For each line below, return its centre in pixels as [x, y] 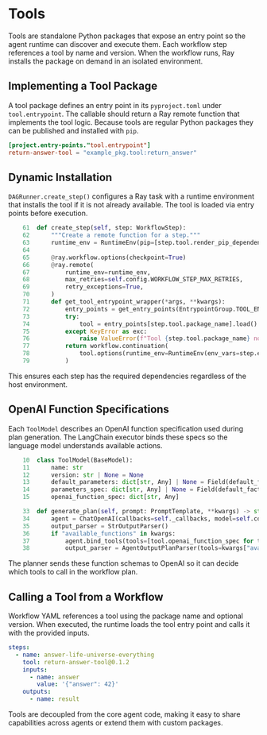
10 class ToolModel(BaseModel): [78, 460]
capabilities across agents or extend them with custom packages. [116, 723]
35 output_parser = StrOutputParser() [96, 526]
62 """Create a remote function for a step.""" [112, 235]
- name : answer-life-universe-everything [85, 655]
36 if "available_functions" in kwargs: [99, 533]
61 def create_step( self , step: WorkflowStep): [104, 228]
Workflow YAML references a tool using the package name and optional [126, 616]
